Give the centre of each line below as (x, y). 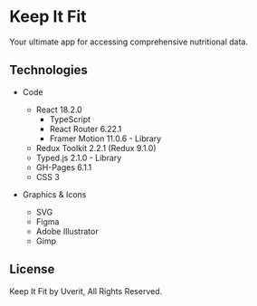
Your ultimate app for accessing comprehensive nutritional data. (129, 42)
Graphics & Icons (54, 194)
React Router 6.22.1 (86, 129)
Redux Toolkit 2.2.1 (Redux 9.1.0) (96, 148)
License (32, 269)
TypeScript (70, 119)
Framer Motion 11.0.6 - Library (105, 139)
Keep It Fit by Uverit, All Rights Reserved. (86, 291)
